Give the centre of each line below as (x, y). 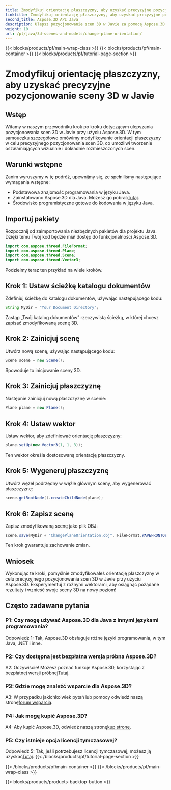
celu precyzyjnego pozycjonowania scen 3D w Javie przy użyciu (73, 579)
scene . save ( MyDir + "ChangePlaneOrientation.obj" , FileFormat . (74, 536)
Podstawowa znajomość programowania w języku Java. (72, 192)
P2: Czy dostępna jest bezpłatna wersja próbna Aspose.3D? (81, 656)
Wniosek (20, 561)
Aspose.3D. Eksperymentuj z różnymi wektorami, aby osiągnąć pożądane (82, 585)
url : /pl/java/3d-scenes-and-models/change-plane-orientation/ (74, 34)
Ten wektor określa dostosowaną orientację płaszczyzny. (65, 455)
